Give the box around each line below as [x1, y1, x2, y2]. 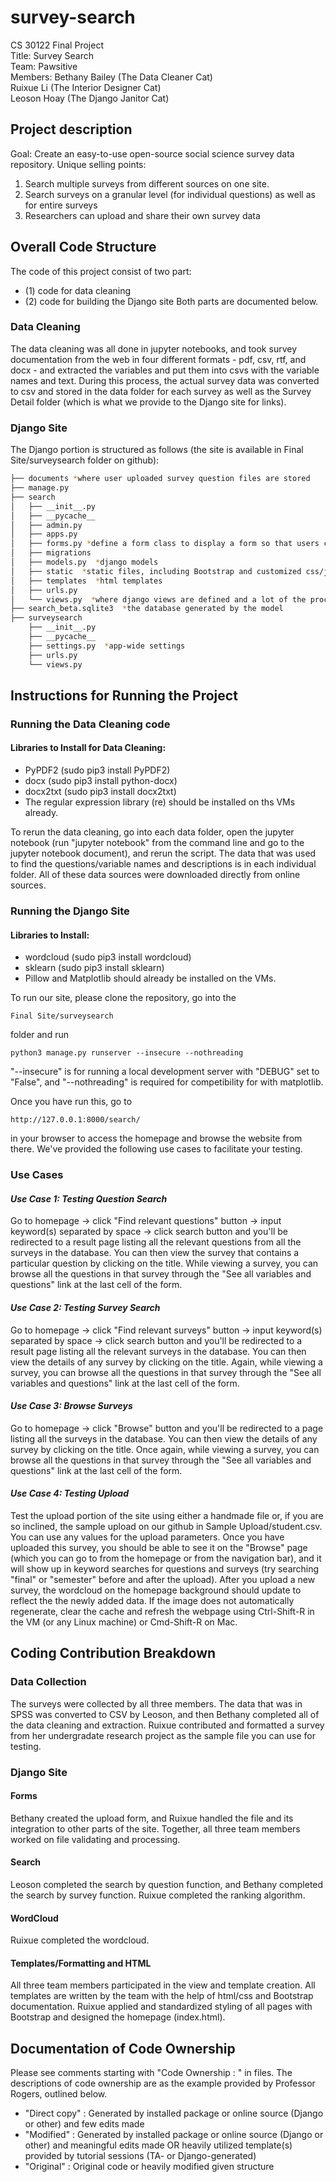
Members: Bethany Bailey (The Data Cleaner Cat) [10, 71, 213, 83]
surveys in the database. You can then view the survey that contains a [10, 1247, 300, 1259]
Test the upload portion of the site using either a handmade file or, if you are [10, 1509, 324, 1521]
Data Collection [10, 1675, 87, 1689]
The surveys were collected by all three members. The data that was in [10, 1697, 303, 1710]
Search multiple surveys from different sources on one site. [24, 177, 270, 190]
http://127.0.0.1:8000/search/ [10, 1115, 141, 1125]
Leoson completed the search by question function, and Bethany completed [10, 1878, 324, 1890]
